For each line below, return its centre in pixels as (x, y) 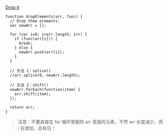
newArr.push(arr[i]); (42, 52)
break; (26, 43)
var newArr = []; (28, 25)
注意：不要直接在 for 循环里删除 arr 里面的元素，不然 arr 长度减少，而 (90, 122)
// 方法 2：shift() (29, 85)
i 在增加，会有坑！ (37, 128)
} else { (24, 48)
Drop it (12, 7)
